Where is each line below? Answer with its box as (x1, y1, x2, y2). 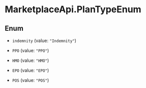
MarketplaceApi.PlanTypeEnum (5, 4, 141, 15)
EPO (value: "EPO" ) (12, 68, 49, 73)
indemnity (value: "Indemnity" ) (12, 37, 77, 43)
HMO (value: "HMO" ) (12, 57, 49, 63)
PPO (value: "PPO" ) (12, 48, 49, 53)
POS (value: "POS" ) (12, 77, 49, 83)
